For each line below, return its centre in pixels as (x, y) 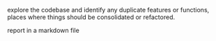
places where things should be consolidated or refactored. (91, 17)
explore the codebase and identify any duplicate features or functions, (108, 10)
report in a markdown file (44, 30)
